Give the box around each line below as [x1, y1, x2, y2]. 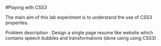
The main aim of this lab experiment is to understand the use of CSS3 [5, 14, 152, 20]
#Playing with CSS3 [5, 5, 47, 10]
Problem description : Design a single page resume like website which [5, 30, 153, 35]
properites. [5, 20, 29, 26]
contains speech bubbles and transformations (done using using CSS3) [5, 35, 156, 41]
